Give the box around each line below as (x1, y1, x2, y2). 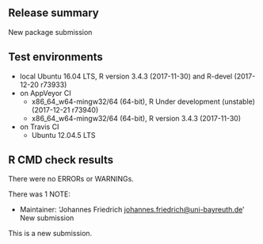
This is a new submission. (8, 229, 93, 238)
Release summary (8, 6, 99, 20)
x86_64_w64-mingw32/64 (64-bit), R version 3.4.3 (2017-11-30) (31, 113, 242, 123)
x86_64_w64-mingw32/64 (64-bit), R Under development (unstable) (31, 97, 256, 106)
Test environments (8, 51, 103, 64)
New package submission (8, 27, 93, 36)
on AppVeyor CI (19, 88, 71, 97)
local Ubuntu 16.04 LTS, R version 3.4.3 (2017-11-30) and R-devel (19, 71, 233, 81)
